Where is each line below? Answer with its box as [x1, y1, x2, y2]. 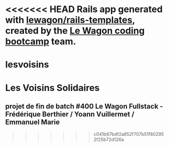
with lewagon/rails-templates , [5, 14, 136, 26]
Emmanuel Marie [5, 118, 60, 126]
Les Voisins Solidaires [5, 82, 100, 93]
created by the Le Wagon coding [5, 25, 145, 36]
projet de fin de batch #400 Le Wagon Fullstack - [5, 102, 163, 111]
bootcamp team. [5, 36, 76, 47]
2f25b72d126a [93, 136, 124, 142]
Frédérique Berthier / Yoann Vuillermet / [5, 110, 134, 118]
